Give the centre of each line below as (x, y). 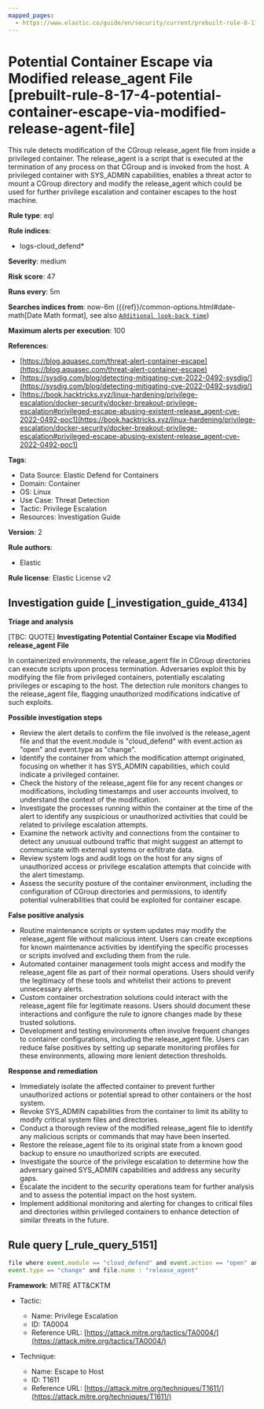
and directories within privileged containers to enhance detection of (129, 1212)
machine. (23, 201)
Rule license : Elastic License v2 (60, 578)
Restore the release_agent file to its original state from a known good (131, 1145)
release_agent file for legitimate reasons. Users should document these (135, 1006)
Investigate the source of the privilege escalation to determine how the (134, 1162)
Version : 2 (26, 533)
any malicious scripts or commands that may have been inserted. (125, 1137)
